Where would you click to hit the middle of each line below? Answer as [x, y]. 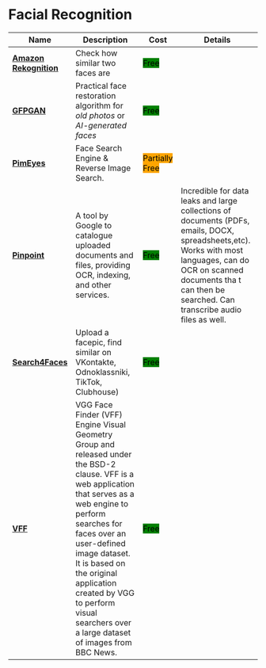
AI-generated [101, 125]
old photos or [100, 115]
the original [96, 573]
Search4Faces [40, 362]
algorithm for [99, 105]
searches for [99, 523]
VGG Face [94, 404]
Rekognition [35, 67]
